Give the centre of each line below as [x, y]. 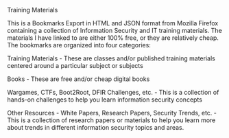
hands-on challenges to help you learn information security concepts [105, 100]
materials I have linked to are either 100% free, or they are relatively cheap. [113, 38]
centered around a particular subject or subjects [75, 66]
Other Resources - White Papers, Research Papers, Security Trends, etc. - [112, 113]
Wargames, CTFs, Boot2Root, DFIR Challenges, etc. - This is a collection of [113, 92]
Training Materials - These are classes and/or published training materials [111, 58]
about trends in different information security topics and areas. [96, 127]
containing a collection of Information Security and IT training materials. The [115, 31]
